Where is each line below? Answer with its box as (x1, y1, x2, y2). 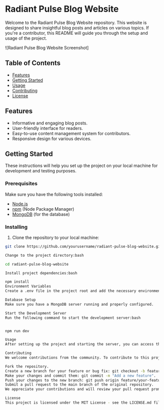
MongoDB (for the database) (12, 211, 70, 217)
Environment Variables (5, 284, 51, 289)
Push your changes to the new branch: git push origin (5, 378, 119, 383)
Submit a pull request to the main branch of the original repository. (5, 382, 154, 387)
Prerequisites (5, 180, 38, 187)
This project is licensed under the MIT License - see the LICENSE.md (5, 400, 152, 405)
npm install (5, 279, 29, 285)
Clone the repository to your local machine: (12, 234, 99, 241)
